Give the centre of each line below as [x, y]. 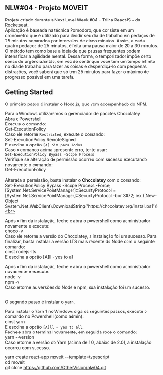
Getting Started [29, 92]
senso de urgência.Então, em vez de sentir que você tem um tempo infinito [80, 61]
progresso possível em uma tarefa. [40, 77]
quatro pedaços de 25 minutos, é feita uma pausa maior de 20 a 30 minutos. [82, 45]
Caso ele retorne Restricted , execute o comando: [55, 134]
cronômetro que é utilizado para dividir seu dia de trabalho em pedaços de [80, 35]
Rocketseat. [17, 25]
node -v [13, 277]
